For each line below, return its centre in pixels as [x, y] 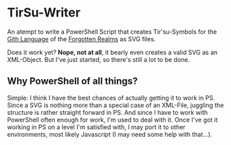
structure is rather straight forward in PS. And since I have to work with [108, 112]
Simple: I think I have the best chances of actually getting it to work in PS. [111, 98]
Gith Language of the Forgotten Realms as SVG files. [81, 38]
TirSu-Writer [44, 13]
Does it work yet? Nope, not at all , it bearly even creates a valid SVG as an [112, 52]
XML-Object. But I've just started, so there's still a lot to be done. [99, 59]
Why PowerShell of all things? [73, 81]
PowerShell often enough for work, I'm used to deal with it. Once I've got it [112, 120]
